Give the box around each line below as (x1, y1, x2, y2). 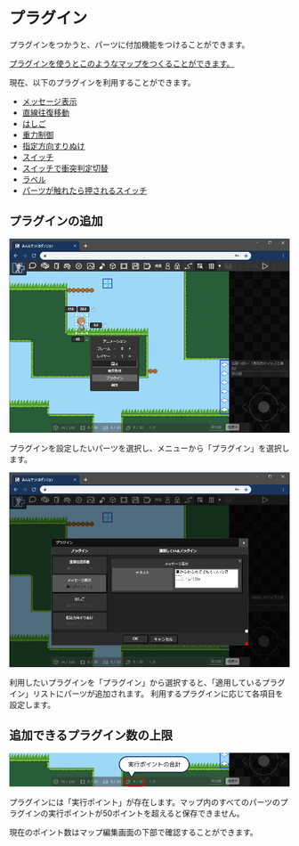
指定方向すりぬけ (21, 140, 85, 151)
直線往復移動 (21, 107, 69, 118)
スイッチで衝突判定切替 (21, 162, 109, 174)
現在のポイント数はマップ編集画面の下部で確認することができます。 (9, 827, 258, 838)
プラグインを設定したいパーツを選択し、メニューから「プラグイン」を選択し (9, 443, 290, 454)
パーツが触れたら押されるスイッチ (21, 184, 148, 196)
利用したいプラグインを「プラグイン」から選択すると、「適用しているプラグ (9, 678, 287, 688)
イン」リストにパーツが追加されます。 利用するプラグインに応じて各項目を (9, 688, 284, 699)
